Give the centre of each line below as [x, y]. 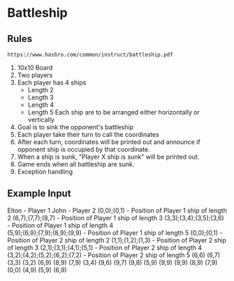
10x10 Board [35, 67]
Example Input [39, 194]
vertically [41, 120]
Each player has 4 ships [52, 82]
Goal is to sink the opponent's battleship [75, 127]
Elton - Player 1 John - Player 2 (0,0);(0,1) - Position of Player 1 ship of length [117, 210]
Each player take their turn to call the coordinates [88, 135]
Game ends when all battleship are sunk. [76, 164]
